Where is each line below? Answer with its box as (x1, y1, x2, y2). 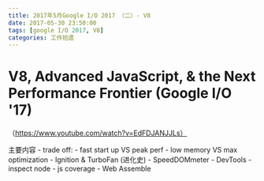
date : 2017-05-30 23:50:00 (8, 19, 97, 27)
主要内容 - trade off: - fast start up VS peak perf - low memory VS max (8, 145, 238, 155)
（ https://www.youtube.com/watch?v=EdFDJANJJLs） (8, 128, 188, 138)
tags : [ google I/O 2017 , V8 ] (8, 26, 104, 34)
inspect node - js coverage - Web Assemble (8, 164, 151, 174)
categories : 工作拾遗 (8, 33, 75, 42)
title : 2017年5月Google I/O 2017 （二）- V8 (8, 11, 151, 20)
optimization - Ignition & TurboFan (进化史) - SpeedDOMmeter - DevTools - (8, 155, 252, 164)
